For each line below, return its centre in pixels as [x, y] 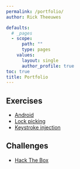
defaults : [18, 28]
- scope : [22, 39]
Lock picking [30, 121]
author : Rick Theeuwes [34, 17]
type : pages [36, 50]
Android [24, 115]
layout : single [40, 60]
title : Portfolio [27, 77]
